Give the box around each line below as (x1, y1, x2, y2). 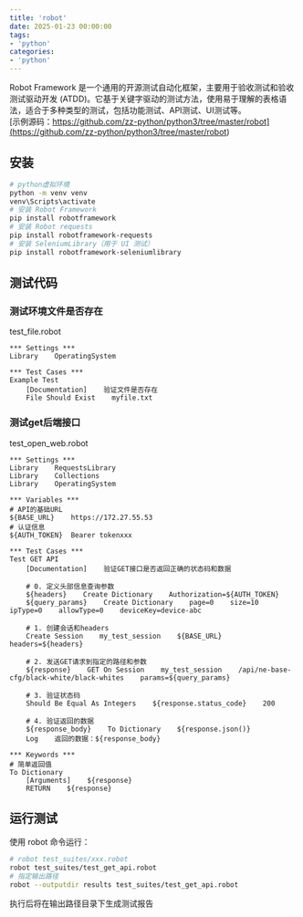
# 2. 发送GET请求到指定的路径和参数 (26, 657, 148, 666)
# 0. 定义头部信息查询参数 (26, 581, 115, 591)
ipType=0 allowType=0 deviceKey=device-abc (9, 606, 203, 615)
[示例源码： (9, 116, 53, 127)
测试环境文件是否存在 (9, 305, 103, 318)
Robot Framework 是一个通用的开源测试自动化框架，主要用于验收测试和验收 (9, 82, 295, 92)
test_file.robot (9, 326, 62, 338)
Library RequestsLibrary (9, 463, 117, 473)
